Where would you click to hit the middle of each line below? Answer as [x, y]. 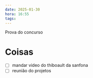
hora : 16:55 [17, 14]
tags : [10, 18]
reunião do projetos [31, 71]
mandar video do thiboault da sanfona [50, 65]
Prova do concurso [24, 32]
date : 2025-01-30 [23, 9]
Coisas [19, 52]
